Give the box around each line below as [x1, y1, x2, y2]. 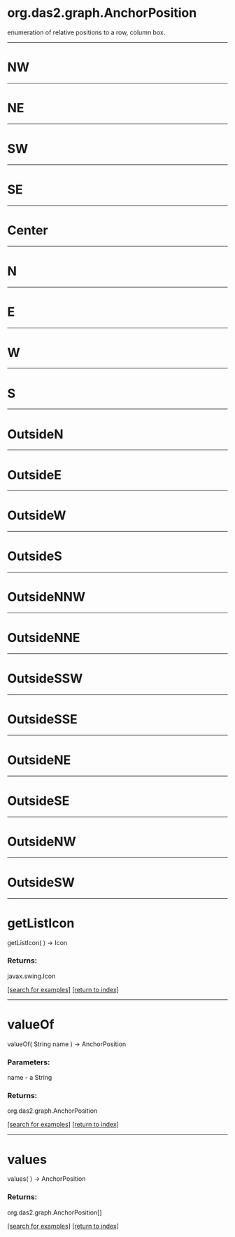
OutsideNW [7, 834, 77, 850]
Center [7, 222, 48, 238]
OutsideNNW [7, 589, 86, 605]
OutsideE [7, 467, 62, 483]
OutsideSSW [7, 671, 83, 687]
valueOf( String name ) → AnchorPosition [7, 1040, 127, 1048]
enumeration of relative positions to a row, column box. [7, 28, 166, 36]
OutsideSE [7, 793, 70, 808]
